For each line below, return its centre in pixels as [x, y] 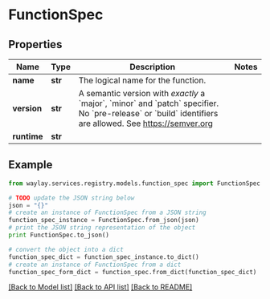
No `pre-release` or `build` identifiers [148, 113]
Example [31, 165]
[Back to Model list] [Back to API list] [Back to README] [100, 287]
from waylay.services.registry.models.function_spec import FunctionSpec [135, 183]
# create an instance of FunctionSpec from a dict [95, 265]
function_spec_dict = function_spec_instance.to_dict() [104, 257]
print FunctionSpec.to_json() [59, 235]
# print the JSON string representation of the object [102, 228]
